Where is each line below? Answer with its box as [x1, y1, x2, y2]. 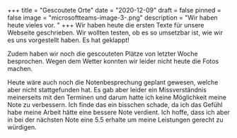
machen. [7, 65, 33, 73]
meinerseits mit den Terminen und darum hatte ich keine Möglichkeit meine [7, 93, 227, 101]
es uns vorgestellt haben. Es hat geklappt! [7, 36, 129, 44]
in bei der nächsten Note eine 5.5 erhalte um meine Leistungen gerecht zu [7, 115, 224, 124]
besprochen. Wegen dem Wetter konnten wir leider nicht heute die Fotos [7, 57, 219, 65]
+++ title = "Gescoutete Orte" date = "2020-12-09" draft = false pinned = [7, 6, 221, 14]
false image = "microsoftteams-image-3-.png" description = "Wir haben [7, 13, 218, 22]
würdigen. [7, 123, 37, 131]
